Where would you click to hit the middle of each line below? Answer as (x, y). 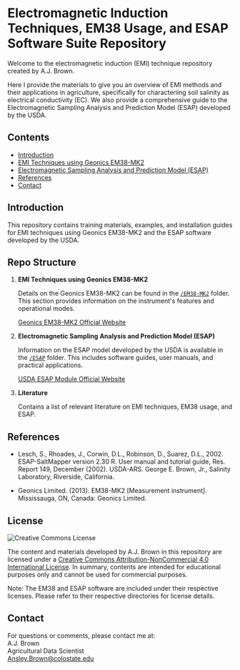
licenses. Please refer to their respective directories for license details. (111, 596)
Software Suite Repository (87, 44)
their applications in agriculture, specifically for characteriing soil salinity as (119, 92)
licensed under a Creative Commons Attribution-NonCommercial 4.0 (108, 559)
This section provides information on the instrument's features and (116, 301)
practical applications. (50, 365)
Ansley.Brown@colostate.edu (51, 658)
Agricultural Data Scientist (46, 651)
